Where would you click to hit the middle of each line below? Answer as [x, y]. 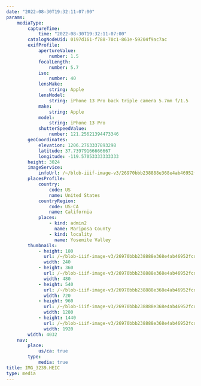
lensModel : [52, 95]
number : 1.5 [64, 56]
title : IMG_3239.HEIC [33, 368]
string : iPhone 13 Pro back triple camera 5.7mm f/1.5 [118, 101]
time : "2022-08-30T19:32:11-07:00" [83, 34]
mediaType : [31, 23]
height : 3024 [44, 162]
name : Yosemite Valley [83, 240]
